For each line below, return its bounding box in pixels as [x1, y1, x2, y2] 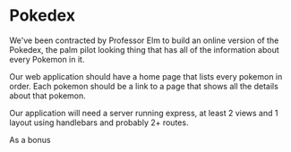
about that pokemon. [9, 90, 87, 101]
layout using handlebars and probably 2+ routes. [9, 117, 189, 128]
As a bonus [9, 134, 51, 145]
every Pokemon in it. [9, 54, 85, 64]
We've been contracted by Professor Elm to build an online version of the [9, 35, 279, 46]
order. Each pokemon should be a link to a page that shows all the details [9, 80, 279, 91]
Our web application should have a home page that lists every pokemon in [9, 71, 283, 81]
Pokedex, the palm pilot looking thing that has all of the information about [9, 44, 279, 55]
